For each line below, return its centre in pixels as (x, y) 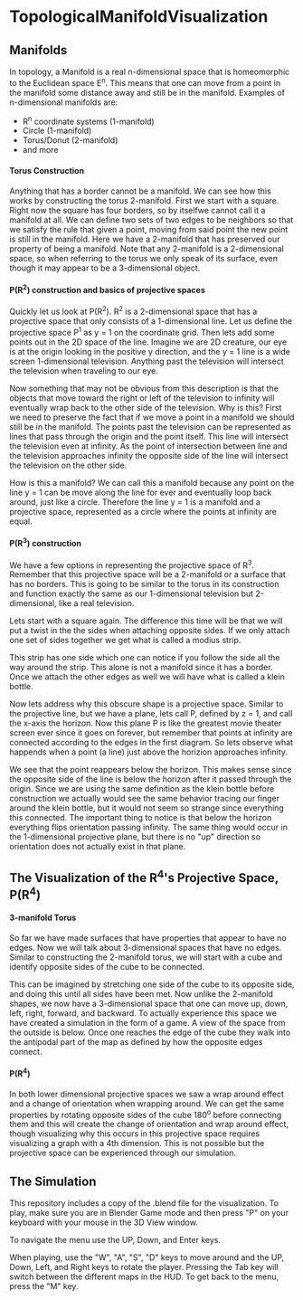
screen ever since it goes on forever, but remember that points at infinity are (151, 733)
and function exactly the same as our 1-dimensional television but (132, 593)
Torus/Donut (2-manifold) (70, 140)
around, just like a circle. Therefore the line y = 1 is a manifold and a (135, 502)
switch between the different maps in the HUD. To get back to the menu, (144, 1276)
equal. (21, 521)
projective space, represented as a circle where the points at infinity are (143, 511)
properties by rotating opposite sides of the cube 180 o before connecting (146, 1114)
